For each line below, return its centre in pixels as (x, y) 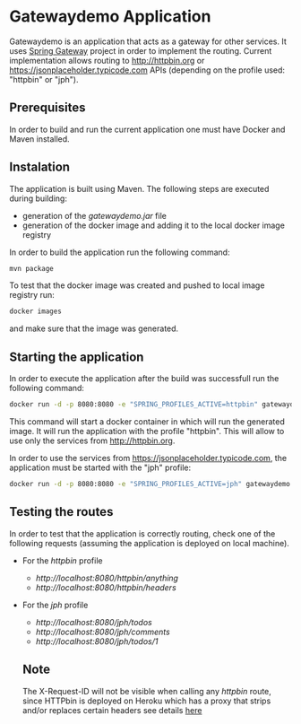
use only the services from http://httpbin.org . (92, 441)
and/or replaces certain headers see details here (112, 710)
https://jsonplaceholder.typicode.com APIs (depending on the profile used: (147, 70)
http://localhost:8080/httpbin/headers (106, 587)
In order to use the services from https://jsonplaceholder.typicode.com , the (148, 458)
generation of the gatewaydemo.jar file (95, 215)
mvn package (31, 268)
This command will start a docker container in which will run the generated (147, 422)
